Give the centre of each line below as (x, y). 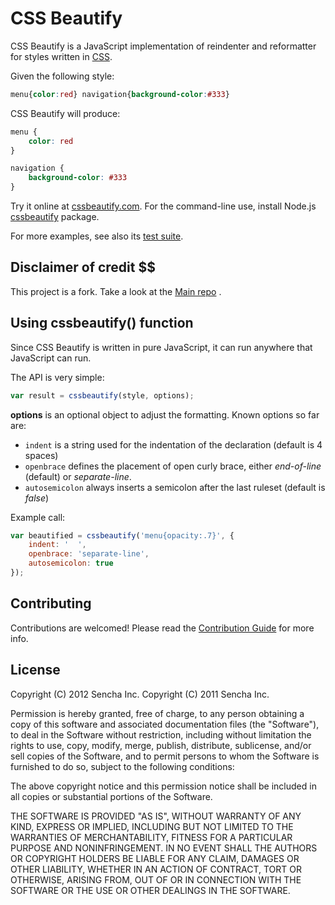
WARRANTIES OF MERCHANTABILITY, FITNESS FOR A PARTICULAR (151, 837)
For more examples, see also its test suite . (97, 236)
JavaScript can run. (51, 358)
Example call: (38, 517)
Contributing (51, 603)
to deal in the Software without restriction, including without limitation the (161, 734)
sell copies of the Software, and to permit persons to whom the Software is (165, 756)
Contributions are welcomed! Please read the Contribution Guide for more (162, 628)
